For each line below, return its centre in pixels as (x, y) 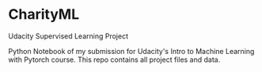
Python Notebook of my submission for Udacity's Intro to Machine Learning (131, 51)
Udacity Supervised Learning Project (68, 36)
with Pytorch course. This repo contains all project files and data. (114, 59)
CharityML (44, 14)
